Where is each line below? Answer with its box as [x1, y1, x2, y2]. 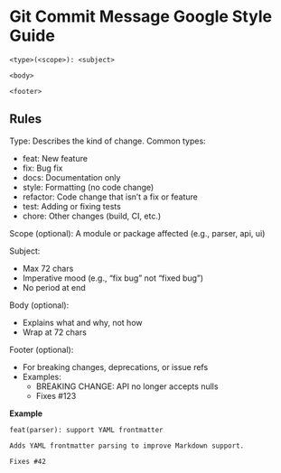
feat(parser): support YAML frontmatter [9, 425, 164, 434]
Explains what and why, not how [22, 317, 143, 328]
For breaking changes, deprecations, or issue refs [22, 361, 209, 372]
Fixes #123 [35, 390, 77, 401]
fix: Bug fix [22, 162, 63, 173]
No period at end [22, 282, 86, 292]
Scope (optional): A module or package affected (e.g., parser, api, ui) [9, 227, 266, 238]
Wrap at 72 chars [22, 327, 88, 338]
